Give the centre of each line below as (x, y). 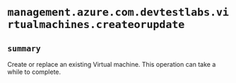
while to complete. (34, 72)
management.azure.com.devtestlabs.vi (118, 12)
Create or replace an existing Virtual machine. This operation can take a (112, 64)
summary (24, 48)
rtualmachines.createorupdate (96, 25)
